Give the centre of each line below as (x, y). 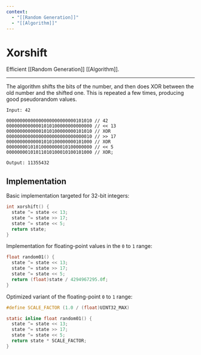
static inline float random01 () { (49, 318)
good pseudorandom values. (42, 99)
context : (17, 12)
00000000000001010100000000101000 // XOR (59, 142)
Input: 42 (19, 111)
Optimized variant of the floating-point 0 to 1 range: (69, 296)
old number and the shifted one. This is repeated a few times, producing (95, 93)
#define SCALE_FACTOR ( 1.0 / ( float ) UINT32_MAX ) (68, 308)
